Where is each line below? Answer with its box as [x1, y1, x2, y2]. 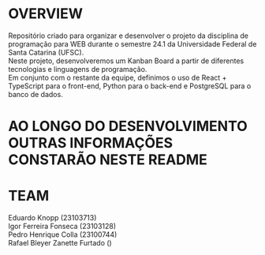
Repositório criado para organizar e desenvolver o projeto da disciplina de [8, 31, 249, 40]
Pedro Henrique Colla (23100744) [8, 230, 118, 239]
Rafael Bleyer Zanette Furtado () [8, 238, 112, 248]
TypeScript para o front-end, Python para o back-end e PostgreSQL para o [8, 81, 252, 91]
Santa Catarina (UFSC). [8, 47, 84, 57]
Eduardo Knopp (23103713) [8, 213, 97, 223]
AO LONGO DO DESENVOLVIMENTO [8, 118, 248, 135]
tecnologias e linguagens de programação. [8, 64, 147, 73]
